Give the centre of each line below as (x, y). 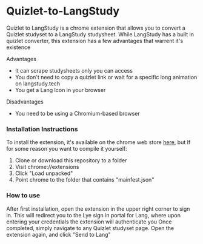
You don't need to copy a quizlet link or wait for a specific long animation (106, 77)
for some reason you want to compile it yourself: (67, 149)
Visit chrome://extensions (47, 167)
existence (18, 47)
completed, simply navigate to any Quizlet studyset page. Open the (90, 228)
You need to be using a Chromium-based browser (78, 113)
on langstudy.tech (38, 84)
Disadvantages (25, 102)
